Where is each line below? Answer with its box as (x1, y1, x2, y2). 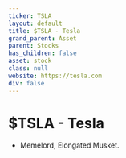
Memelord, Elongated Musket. (19, 140, 120, 150)
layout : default (8, 19, 63, 27)
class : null (8, 64, 48, 73)
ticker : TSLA (8, 11, 52, 20)
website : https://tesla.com (8, 72, 103, 80)
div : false (8, 79, 45, 87)
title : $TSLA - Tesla (8, 27, 81, 35)
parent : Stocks (8, 42, 59, 50)
